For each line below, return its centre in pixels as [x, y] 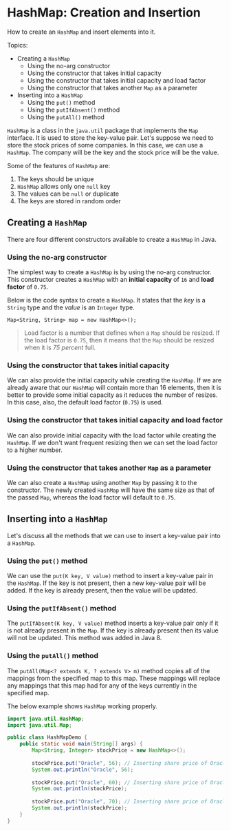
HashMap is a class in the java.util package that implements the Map [103, 130]
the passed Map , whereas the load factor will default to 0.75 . [91, 497]
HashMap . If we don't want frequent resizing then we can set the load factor [112, 442]
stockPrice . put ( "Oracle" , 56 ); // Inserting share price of [120, 763]
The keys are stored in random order [69, 201]
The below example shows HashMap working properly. [82, 706]
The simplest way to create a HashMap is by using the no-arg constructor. [109, 272]
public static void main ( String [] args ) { [81, 744]
